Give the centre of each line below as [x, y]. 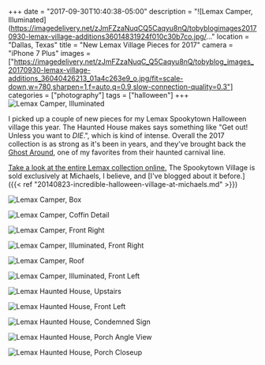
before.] [232, 176]
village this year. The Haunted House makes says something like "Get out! [128, 127]
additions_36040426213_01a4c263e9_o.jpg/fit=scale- [96, 78]
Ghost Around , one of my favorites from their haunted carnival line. [117, 152]
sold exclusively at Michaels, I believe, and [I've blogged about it [113, 176]
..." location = [228, 36]
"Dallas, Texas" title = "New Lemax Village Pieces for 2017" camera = [121, 45]
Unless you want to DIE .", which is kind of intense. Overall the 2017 [116, 136]
